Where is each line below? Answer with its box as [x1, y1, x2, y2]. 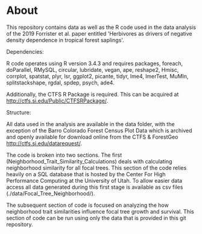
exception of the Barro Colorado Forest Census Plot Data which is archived [6, 127, 192, 134]
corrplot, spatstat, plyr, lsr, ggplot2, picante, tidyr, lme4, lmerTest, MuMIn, [6, 72, 189, 80]
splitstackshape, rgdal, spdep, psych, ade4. [6, 79, 115, 86]
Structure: [6, 109, 31, 116]
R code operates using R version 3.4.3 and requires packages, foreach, [6, 60, 183, 67]
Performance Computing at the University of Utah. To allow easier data [6, 177, 183, 184]
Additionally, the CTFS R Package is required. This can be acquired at [6, 90, 179, 98]
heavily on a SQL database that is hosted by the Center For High [6, 170, 166, 178]
